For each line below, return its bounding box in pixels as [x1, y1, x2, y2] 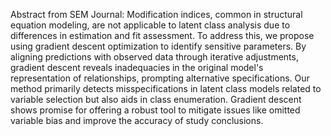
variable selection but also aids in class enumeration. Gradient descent [10, 94, 302, 105]
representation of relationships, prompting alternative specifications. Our [10, 72, 310, 84]
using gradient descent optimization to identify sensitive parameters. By [10, 40, 307, 52]
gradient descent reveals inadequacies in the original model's [10, 62, 264, 73]
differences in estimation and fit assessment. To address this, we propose [10, 30, 315, 41]
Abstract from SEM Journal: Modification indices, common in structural [10, 9, 303, 20]
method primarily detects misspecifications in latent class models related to [10, 83, 322, 94]
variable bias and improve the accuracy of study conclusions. [10, 115, 264, 126]
